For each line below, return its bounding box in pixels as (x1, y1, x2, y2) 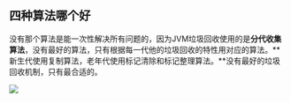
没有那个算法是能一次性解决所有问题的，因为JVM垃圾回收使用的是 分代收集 (9, 33, 282, 44)
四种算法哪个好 (9, 8, 91, 24)
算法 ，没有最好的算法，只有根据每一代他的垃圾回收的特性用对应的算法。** (9, 44, 281, 55)
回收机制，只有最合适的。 (9, 66, 103, 77)
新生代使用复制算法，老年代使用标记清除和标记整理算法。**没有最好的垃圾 (9, 55, 281, 66)
